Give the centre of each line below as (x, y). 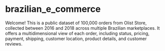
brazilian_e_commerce (53, 9)
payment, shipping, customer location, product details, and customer (76, 39)
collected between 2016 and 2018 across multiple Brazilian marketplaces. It (82, 28)
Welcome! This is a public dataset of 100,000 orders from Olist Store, (76, 23)
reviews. (14, 44)
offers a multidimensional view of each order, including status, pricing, (77, 33)
